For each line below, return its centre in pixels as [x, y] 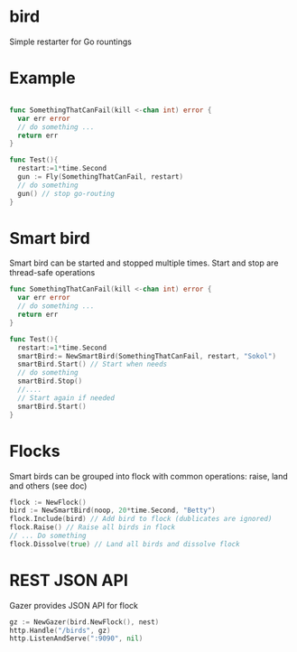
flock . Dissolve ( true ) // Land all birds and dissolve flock [125, 544]
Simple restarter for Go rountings [71, 42]
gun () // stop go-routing [66, 193]
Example [42, 78]
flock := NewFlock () [48, 502]
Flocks [35, 451]
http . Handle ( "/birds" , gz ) [60, 630]
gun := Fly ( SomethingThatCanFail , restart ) [100, 177]
